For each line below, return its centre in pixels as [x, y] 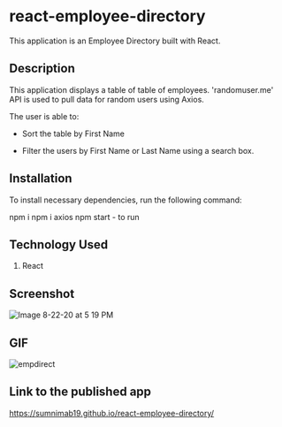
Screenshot [42, 294]
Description [42, 69]
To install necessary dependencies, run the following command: [126, 200]
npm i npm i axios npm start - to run [74, 217]
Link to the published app [80, 392]
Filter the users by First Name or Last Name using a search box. [138, 150]
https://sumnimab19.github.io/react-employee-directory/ [112, 413]
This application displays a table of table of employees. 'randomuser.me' [141, 89]
